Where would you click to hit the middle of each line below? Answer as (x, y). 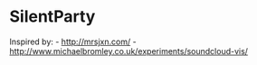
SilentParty (52, 17)
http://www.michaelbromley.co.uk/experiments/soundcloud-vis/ (129, 51)
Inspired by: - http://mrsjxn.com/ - (73, 42)
